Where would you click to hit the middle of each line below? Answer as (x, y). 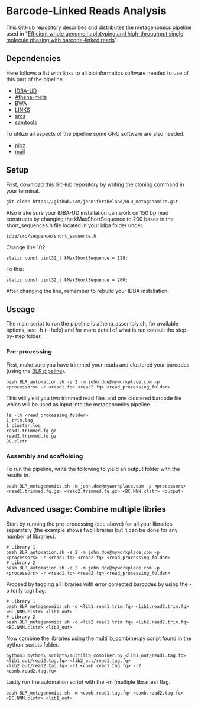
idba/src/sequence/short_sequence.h (51, 236)
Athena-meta (31, 97)
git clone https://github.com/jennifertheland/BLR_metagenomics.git (92, 202)
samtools (26, 122)
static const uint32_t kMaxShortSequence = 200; (67, 280)
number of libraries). (31, 536)
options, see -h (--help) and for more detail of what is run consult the (90, 330)
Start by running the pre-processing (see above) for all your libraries (89, 524)
